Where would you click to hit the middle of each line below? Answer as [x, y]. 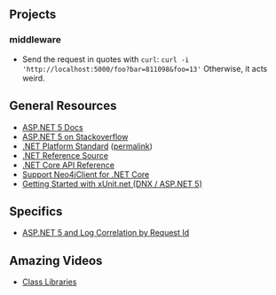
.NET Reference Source [65, 155]
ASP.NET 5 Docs [53, 127]
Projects [33, 15]
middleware [35, 40]
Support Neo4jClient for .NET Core [86, 174]
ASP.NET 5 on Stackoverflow [75, 136]
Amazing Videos [56, 260]
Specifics [36, 211]
